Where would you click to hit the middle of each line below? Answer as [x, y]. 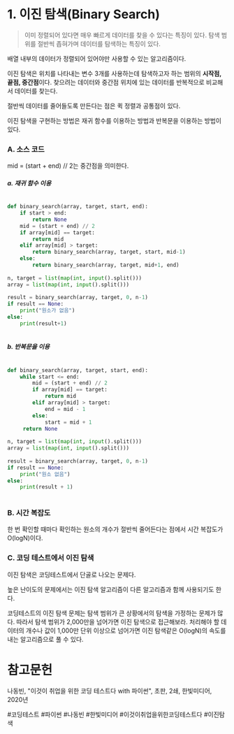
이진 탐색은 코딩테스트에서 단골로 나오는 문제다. [72, 575]
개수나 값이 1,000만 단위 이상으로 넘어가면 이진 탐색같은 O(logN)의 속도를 [126, 631]
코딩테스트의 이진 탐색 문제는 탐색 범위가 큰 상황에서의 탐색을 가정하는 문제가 [112, 613]
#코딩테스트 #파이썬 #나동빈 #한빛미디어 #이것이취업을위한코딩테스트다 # [108, 714]
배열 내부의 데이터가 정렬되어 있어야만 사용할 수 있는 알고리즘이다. [97, 58]
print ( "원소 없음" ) [45, 474]
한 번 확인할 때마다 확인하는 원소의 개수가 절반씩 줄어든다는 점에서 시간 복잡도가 [115, 529]
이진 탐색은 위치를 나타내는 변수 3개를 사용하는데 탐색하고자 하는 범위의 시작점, [115, 73]
